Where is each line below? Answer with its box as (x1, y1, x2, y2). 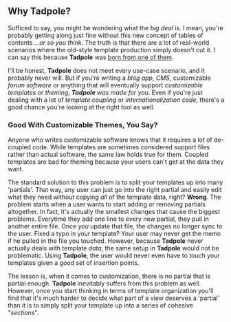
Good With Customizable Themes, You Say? (8, 120, 158, 129)
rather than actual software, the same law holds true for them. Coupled (8, 151, 209, 159)
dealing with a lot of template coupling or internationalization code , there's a (8, 96, 225, 104)
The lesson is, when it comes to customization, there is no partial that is (8, 272, 211, 281)
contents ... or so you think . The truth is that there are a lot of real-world (8, 38, 210, 47)
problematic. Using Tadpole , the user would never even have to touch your (8, 251, 221, 260)
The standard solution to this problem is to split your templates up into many (8, 178, 223, 186)
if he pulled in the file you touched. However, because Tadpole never (8, 237, 203, 245)
